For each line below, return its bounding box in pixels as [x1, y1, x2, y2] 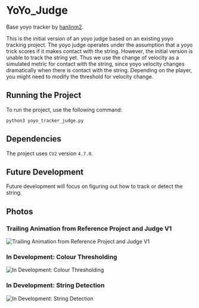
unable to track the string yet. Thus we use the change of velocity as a [6, 54, 179, 61]
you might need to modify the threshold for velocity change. [6, 73, 154, 80]
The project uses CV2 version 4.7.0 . [6, 150, 94, 157]
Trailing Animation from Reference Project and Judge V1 [6, 224, 172, 233]
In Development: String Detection [6, 281, 105, 289]
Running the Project [6, 90, 82, 100]
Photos [6, 207, 33, 217]
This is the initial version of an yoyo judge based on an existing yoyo [6, 35, 174, 42]
